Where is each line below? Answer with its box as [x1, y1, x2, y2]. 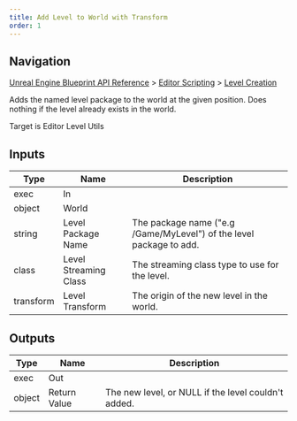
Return [48, 386, 77, 398]
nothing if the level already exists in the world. [9, 103, 177, 115]
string [13, 227, 38, 240]
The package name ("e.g [132, 217, 235, 229]
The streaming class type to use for [132, 258, 279, 271]
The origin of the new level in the [132, 289, 268, 302]
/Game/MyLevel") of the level [132, 227, 255, 240]
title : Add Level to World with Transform [9, 12, 168, 22]
